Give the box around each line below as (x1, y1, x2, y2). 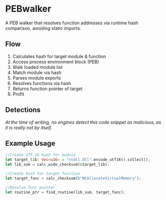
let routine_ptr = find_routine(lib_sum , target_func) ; (5, 189, 126, 195)
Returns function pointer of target (12, 86, 82, 92)
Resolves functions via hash (12, 80, 71, 86)
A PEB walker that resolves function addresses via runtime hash (5, 20, 139, 26)
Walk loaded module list (12, 64, 63, 70)
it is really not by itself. (5, 125, 52, 131)
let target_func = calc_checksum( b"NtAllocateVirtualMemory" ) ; (5, 176, 142, 181)
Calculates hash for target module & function (12, 53, 106, 59)
